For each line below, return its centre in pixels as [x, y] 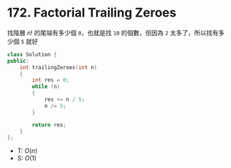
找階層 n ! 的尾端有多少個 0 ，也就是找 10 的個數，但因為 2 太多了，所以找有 [113, 32]
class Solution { [32, 54]
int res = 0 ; [51, 80]
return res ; [49, 125]
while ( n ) [46, 87]
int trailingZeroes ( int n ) [58, 67]
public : [18, 61]
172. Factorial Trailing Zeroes [92, 13]
